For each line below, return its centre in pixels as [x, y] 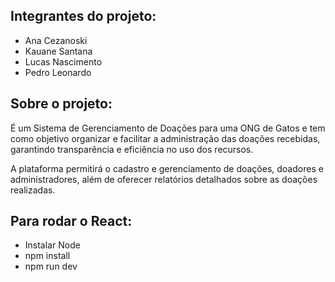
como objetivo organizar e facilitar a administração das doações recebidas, [165, 138]
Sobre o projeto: [61, 104]
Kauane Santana [58, 51]
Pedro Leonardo [58, 72]
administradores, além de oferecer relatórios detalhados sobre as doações [164, 179]
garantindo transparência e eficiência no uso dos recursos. [132, 149]
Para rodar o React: [71, 221]
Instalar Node [52, 245]
